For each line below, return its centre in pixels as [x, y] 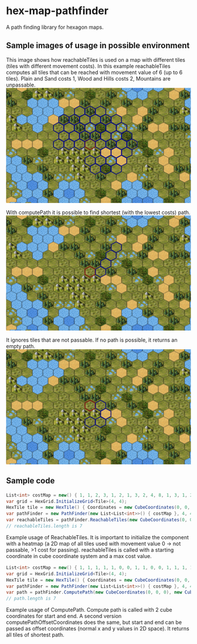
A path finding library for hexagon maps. [55, 27]
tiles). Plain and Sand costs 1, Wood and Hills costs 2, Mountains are [89, 78]
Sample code [30, 481]
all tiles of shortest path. [35, 635]
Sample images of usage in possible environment [98, 46]
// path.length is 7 [31, 599]
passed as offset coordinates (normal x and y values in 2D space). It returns [98, 629]
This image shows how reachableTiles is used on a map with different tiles [96, 59]
